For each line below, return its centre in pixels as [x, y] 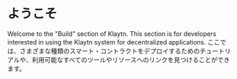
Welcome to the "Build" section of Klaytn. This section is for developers [112, 34]
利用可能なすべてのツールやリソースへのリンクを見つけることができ [131, 59]
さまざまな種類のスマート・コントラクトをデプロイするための [110, 51]
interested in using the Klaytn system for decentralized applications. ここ [114, 42]
